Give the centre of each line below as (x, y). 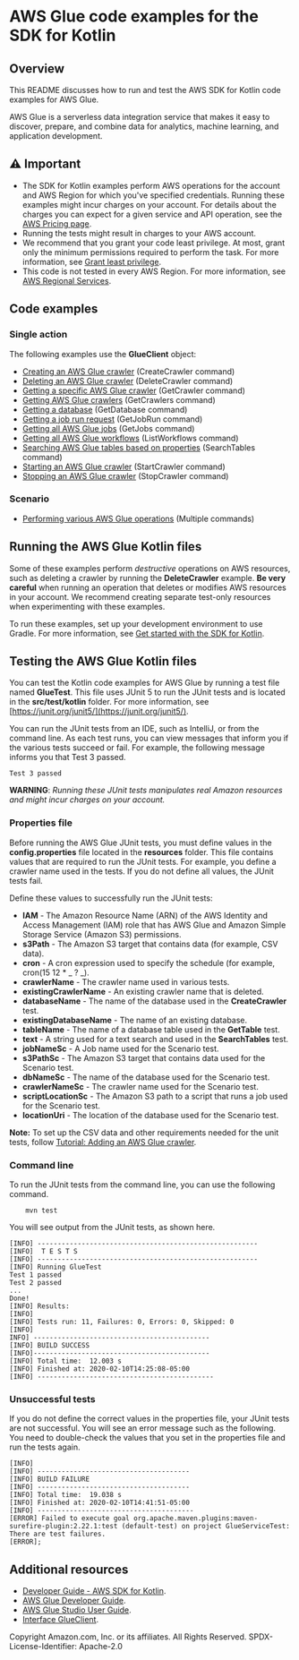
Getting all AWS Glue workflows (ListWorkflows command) (130, 438)
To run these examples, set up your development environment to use (136, 623)
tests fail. (26, 880)
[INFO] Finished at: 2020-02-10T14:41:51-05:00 (100, 1503)
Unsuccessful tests (52, 1399)
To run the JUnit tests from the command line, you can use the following (142, 1185)
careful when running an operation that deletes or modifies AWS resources (148, 587)
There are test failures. (57, 1534)
